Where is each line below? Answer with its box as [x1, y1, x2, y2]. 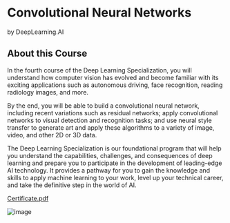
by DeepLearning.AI [7, 28, 64, 36]
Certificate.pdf [7, 194, 49, 202]
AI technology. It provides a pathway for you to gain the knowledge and [7, 166, 211, 174]
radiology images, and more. [7, 88, 88, 96]
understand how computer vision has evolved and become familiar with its [7, 73, 219, 81]
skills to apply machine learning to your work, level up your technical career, [7, 173, 224, 182]
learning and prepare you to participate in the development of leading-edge [7, 159, 222, 167]
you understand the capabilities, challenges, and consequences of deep [7, 151, 213, 159]
